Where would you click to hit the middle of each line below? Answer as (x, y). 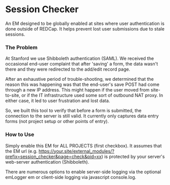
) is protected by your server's (133, 157)
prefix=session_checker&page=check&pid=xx (53, 157)
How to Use (20, 135)
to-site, (13, 96)
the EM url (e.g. (21, 151)
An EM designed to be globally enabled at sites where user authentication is (85, 23)
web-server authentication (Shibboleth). (47, 162)
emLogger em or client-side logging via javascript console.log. (71, 177)
